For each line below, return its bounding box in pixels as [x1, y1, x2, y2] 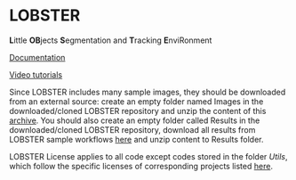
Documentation [9, 52, 66, 62]
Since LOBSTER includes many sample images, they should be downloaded [9, 86, 286, 97]
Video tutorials [9, 69, 63, 80]
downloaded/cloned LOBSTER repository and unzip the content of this [9, 105, 267, 116]
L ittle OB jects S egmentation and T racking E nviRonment [9, 35, 212, 45]
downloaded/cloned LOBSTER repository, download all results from [9, 124, 256, 135]
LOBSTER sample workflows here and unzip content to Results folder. [9, 134, 264, 144]
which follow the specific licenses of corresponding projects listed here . [9, 160, 274, 171]
